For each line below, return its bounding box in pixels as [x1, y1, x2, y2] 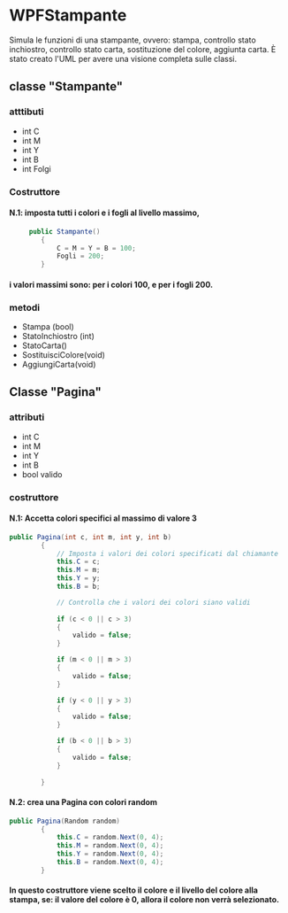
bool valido [21, 468, 63, 479]
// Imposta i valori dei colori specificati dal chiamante [56, 549, 278, 558]
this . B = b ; [56, 582, 101, 592]
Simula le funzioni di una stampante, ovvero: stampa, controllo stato [9, 35, 256, 45]
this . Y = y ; [56, 574, 101, 583]
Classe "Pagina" [9, 384, 102, 399]
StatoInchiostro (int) [21, 331, 95, 342]
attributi [9, 411, 45, 423]
